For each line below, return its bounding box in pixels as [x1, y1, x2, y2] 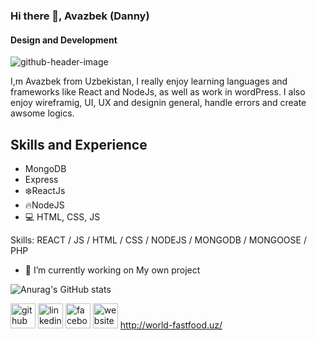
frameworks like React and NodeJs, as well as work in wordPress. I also [10, 86, 306, 98]
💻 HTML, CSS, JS [24, 210, 101, 223]
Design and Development [10, 34, 118, 46]
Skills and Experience [10, 136, 148, 153]
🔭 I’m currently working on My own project [24, 264, 201, 276]
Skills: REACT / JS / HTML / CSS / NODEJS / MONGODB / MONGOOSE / [10, 234, 307, 246]
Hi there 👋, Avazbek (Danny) [10, 9, 150, 23]
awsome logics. [10, 107, 75, 119]
